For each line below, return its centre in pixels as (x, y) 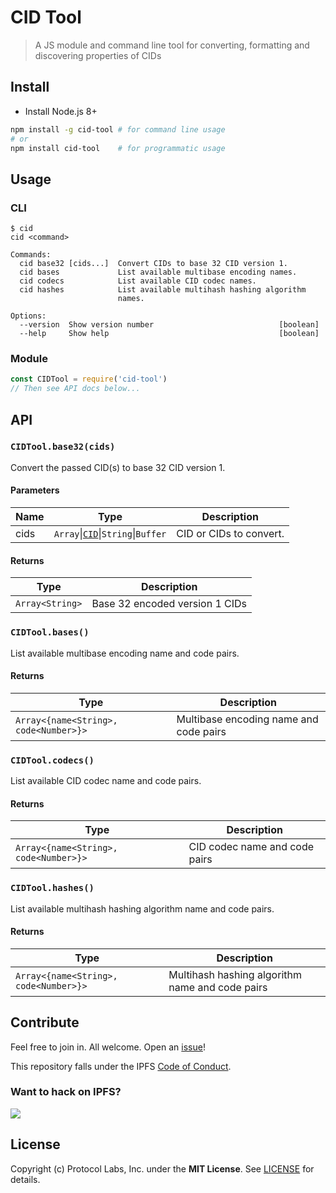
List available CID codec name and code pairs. (106, 780)
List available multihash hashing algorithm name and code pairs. (142, 908)
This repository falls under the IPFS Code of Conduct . (121, 1066)
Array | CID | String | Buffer (110, 533)
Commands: (31, 255)
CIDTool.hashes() (52, 888)
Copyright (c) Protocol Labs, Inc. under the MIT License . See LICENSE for (162, 1168)
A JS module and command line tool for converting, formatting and (172, 45)
